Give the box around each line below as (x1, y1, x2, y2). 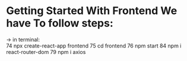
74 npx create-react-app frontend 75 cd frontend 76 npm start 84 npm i (6, 42, 182, 49)
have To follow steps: (6, 16, 114, 30)
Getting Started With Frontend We (6, 4, 178, 18)
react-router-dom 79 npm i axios (6, 48, 86, 55)
